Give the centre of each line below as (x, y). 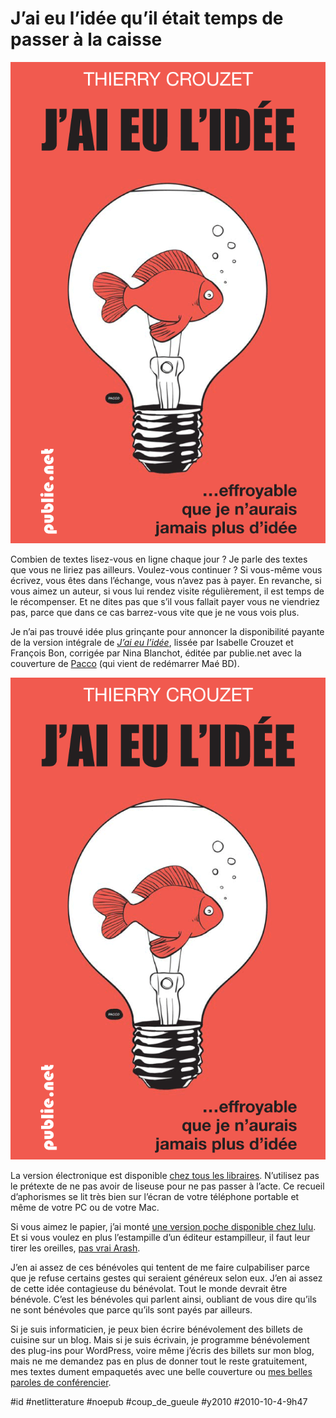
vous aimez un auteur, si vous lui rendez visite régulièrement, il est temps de (167, 591)
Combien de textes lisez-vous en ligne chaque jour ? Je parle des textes (159, 559)
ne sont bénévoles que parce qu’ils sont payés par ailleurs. (131, 1309)
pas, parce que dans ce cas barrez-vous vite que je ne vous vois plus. (155, 613)
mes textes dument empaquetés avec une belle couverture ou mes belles (161, 1371)
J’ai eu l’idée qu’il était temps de (147, 18)
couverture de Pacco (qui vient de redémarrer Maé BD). (125, 664)
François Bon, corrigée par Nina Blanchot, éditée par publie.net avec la (156, 653)
